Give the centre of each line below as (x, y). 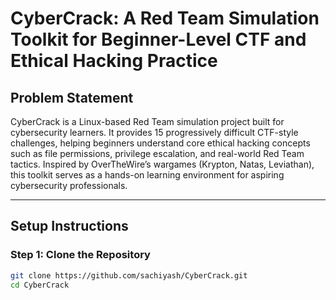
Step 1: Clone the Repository (80, 255)
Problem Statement (72, 97)
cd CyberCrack (40, 285)
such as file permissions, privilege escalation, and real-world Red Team (157, 153)
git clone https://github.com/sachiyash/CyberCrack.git (129, 275)
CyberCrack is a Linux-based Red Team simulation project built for (147, 121)
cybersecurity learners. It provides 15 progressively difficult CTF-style (154, 132)
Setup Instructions (69, 226)
